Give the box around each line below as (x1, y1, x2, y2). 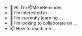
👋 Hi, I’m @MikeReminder (9, 5, 62, 10)
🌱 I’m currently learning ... (9, 15, 63, 20)
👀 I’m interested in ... (9, 10, 52, 16)
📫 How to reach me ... (9, 26, 56, 31)
